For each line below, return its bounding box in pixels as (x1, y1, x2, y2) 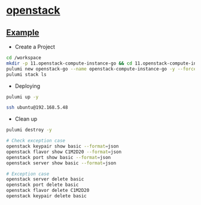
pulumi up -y (6, 94, 39, 100)
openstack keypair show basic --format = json (6, 143, 119, 149)
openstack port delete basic (6, 182, 79, 188)
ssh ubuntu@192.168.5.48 (6, 105, 68, 111)
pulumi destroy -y (6, 127, 52, 133)
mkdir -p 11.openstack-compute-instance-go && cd (6, 60, 133, 66)
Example (6, 27, 39, 38)
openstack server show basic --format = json (6, 160, 117, 166)
